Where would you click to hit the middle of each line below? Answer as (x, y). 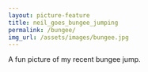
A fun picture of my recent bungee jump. (74, 59)
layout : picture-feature (49, 15)
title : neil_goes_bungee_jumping (63, 23)
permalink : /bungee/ (42, 30)
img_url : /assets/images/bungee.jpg (68, 37)
